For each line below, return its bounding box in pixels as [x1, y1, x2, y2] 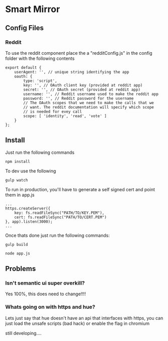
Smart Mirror [5, 4, 60, 15]
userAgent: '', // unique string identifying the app [14, 69, 129, 74]
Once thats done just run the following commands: [5, 232, 110, 238]
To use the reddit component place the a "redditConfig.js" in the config [5, 50, 152, 56]
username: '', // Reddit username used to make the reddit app [23, 92, 158, 97]
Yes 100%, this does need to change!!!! [5, 291, 87, 297]
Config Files [5, 24, 44, 32]
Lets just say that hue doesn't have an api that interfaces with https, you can [5, 315, 163, 321]
